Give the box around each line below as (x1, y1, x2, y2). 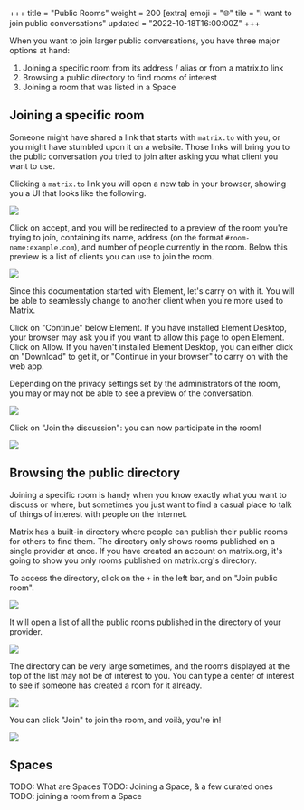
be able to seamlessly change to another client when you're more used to (9, 295, 283, 306)
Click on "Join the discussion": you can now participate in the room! (9, 422, 261, 433)
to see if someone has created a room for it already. (9, 680, 203, 691)
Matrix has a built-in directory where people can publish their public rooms (9, 526, 288, 537)
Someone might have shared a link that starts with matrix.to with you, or (9, 131, 280, 143)
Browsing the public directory (9, 466, 181, 481)
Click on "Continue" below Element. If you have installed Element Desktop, (9, 322, 288, 333)
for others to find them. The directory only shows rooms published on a (9, 535, 276, 546)
